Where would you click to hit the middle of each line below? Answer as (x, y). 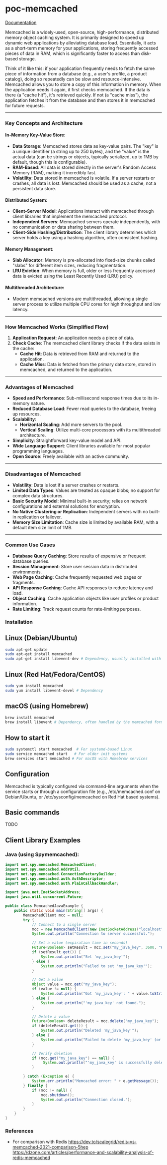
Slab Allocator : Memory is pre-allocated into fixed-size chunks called (84, 260)
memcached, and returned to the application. (66, 370)
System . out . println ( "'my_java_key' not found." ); (93, 1003)
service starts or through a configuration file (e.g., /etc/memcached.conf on (83, 791)
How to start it (28, 738)
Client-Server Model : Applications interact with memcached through (83, 211)
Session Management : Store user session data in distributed (75, 566)
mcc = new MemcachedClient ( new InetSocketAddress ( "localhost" (97, 929)
